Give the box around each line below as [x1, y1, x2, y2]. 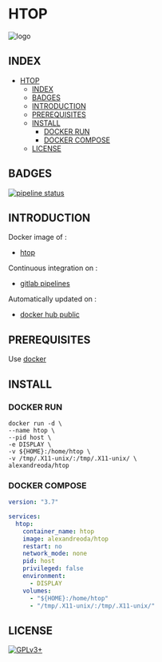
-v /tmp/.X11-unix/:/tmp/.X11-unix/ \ [8, 454, 137, 462]
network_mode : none [22, 549, 88, 558]
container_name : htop [22, 527, 94, 536]
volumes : [22, 587, 52, 595]
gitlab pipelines [19, 279, 70, 289]
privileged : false [22, 564, 84, 572]
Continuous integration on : [8, 263, 98, 273]
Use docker [8, 354, 46, 364]
